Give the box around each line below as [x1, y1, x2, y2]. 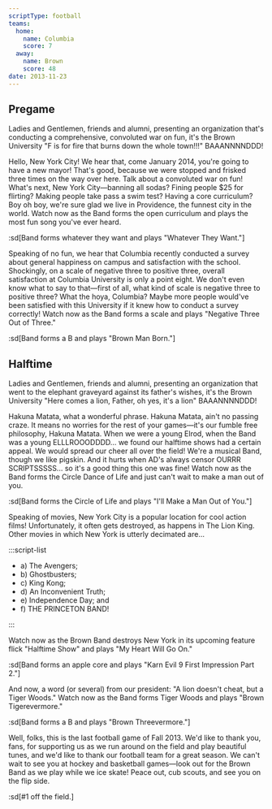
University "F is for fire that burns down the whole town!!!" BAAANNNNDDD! [8, 141, 264, 151]
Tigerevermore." [8, 702, 63, 712]
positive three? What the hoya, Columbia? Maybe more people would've [8, 292, 249, 301]
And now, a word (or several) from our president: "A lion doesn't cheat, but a [8, 684, 264, 694]
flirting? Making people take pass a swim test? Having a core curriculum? [8, 192, 253, 201]
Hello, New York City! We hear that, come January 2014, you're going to [8, 157, 249, 167]
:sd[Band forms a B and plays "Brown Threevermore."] [8, 717, 191, 727]
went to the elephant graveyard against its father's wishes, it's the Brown [8, 387, 253, 397]
